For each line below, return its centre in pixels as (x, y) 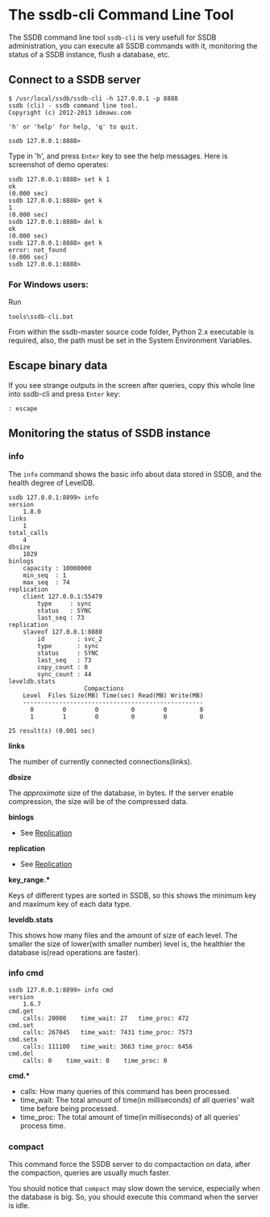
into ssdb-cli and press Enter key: (64, 394)
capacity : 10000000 (57, 568)
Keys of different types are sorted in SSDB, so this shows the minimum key (132, 895)
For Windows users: (48, 284)
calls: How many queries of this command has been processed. (126, 1091)
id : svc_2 (70, 639)
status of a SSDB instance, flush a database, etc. (89, 54)
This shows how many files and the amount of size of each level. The (123, 935)
